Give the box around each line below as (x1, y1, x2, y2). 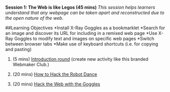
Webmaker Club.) (12, 62, 50, 67)
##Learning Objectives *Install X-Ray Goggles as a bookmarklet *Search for (5, 25, 165, 31)
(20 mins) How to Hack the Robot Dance (12, 71, 97, 77)
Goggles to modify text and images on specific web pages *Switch (14, 35, 155, 41)
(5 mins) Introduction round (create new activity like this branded (12, 56, 149, 62)
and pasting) (5, 47, 32, 52)
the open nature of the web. (5, 15, 64, 21)
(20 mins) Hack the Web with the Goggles (12, 81, 100, 87)
